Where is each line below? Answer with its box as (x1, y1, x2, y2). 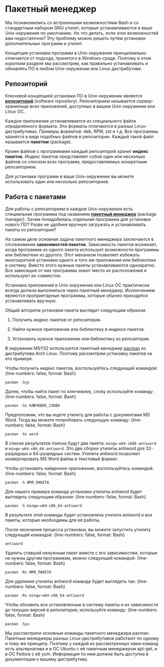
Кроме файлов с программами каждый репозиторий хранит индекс (5, 148, 149, 154)
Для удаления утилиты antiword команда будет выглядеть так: (5, 578, 136, 584)
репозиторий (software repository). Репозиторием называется (5, 98, 136, 104)
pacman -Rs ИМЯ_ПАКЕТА (5, 569, 51, 574)
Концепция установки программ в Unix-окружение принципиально (5, 50, 146, 56)
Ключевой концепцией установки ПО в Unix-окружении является (5, 93, 143, 99)
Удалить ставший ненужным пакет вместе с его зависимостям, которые (5, 550, 158, 556)
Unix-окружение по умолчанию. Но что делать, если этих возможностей (5, 30, 158, 36)
